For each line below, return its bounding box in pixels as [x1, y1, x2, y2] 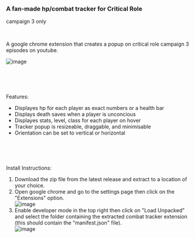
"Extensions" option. [14, 195, 64, 202]
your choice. [14, 182, 45, 189]
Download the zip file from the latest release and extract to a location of [14, 176, 187, 183]
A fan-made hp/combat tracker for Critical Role [6, 5, 142, 13]
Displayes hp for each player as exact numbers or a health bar [14, 105, 165, 112]
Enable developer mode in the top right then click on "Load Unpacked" [14, 207, 185, 214]
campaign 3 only [6, 18, 47, 25]
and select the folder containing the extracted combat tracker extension [14, 213, 188, 220]
